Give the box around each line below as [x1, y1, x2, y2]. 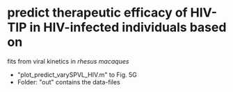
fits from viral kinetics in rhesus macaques [7, 57, 129, 65]
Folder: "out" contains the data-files [17, 77, 120, 86]
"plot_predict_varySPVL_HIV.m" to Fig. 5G [17, 71, 138, 79]
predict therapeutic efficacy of [7, 5, 188, 21]
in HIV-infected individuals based [29, 19, 227, 35]
